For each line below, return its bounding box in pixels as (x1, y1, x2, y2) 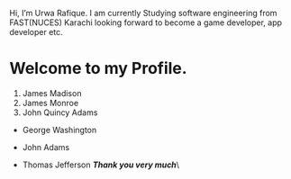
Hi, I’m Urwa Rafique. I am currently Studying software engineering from (9, 8, 277, 18)
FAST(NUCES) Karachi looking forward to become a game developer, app (9, 17, 282, 28)
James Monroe (22, 97, 79, 108)
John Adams (22, 141, 70, 152)
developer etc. (9, 27, 63, 37)
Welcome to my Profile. (9, 58, 187, 79)
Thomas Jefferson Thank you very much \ (22, 159, 180, 170)
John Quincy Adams (22, 107, 98, 118)
